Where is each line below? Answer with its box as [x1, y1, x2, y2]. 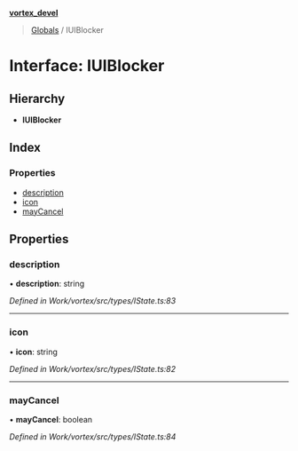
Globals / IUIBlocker [30, 25, 104, 35]
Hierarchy [9, 91, 66, 106]
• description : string [9, 279, 85, 289]
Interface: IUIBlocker [9, 56, 165, 76]
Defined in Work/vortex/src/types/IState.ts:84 [9, 431, 176, 442]
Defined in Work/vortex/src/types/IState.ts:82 [9, 363, 176, 374]
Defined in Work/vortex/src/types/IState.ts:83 [9, 296, 176, 306]
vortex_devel [9, 8, 59, 18]
